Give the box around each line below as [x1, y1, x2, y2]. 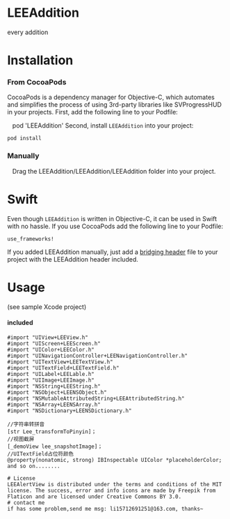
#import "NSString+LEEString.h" [7, 382, 101, 390]
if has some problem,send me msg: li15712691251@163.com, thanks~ [7, 505, 204, 512]
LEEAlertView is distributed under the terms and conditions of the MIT [7, 481, 222, 488]
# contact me [7, 499, 45, 506]
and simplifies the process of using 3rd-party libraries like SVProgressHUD [7, 100, 222, 109]
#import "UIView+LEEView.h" [7, 333, 89, 341]
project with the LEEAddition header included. [7, 255, 139, 263]
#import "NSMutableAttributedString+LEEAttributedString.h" [7, 395, 186, 402]
